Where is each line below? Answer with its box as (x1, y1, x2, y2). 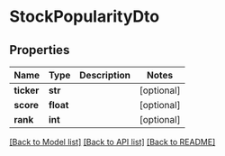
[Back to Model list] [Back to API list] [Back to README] (9, 137, 216, 147)
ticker (13, 84, 40, 96)
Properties (9, 42, 70, 58)
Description (79, 69, 130, 81)
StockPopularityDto (9, 6, 160, 27)
